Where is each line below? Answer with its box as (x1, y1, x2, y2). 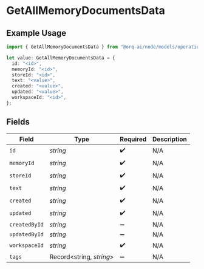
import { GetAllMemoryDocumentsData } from (6, 44, 118, 50)
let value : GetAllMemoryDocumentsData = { (6, 55, 115, 61)
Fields (6, 117, 30, 128)
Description (152, 135, 187, 143)
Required (120, 135, 147, 143)
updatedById (9, 231, 44, 237)
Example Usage (6, 28, 67, 38)
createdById (9, 221, 44, 228)
